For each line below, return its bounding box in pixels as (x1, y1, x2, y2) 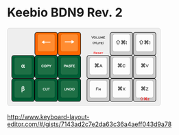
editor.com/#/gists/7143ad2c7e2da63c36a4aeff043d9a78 (7, 120, 172, 128)
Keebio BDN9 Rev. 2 (7, 5, 123, 21)
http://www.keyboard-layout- (7, 112, 90, 121)
